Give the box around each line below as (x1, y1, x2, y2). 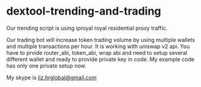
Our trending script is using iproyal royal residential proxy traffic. (6, 24, 168, 32)
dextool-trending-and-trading (6, 4, 161, 18)
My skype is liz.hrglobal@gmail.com (6, 74, 97, 81)
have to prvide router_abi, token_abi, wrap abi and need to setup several (6, 49, 188, 56)
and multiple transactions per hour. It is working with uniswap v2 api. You (6, 43, 190, 50)
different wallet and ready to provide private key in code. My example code (6, 55, 195, 63)
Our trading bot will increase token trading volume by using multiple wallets (6, 36, 196, 43)
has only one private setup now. (6, 62, 86, 69)
